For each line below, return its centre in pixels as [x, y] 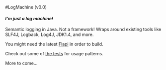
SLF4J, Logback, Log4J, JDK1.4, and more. [49, 35]
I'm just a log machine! [29, 18]
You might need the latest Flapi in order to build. [54, 44]
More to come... [21, 63]
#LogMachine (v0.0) [26, 7]
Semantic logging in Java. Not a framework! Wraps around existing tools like [83, 30]
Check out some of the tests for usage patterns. [54, 54]
